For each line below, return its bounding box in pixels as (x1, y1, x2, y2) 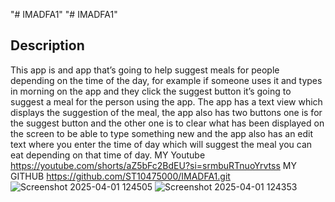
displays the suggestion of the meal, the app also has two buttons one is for (10, 106, 323, 118)
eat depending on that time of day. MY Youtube (10, 149, 206, 161)
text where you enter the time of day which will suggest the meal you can (10, 138, 313, 150)
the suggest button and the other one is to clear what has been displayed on (10, 117, 325, 129)
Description (10, 37, 85, 54)
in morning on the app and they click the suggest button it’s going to (10, 85, 292, 97)
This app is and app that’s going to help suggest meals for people (10, 64, 280, 76)
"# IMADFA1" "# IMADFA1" (10, 9, 118, 20)
